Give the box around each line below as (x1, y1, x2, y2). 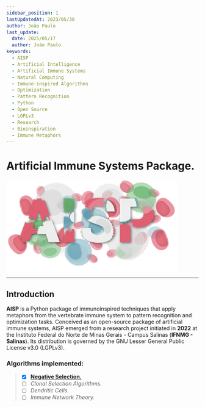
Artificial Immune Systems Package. (6, 159, 195, 173)
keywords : (6, 49, 32, 55)
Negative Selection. (30, 373, 82, 381)
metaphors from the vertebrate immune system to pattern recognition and (6, 312, 192, 319)
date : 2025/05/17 (12, 35, 56, 42)
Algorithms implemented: (6, 359, 84, 367)
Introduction (6, 289, 55, 299)
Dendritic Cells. (30, 387, 69, 394)
